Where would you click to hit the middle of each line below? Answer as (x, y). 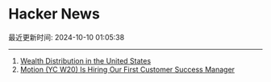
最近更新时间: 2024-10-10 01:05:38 (67, 37)
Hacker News (54, 14)
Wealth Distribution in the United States (85, 60)
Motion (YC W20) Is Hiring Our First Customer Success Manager (127, 69)
